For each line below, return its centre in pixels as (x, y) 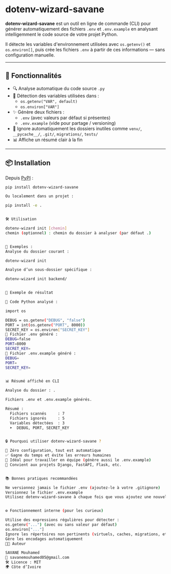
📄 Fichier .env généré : (32, 335)
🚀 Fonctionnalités (34, 76)
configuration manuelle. (30, 55)
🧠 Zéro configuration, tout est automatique (53, 451)
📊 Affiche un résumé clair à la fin (48, 140)
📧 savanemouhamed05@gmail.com (37, 558)
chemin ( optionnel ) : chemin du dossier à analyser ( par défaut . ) (78, 233)
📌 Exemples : (19, 247)
